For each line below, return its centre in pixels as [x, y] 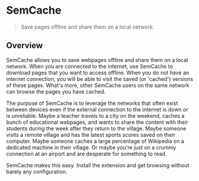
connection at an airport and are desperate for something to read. [87, 154]
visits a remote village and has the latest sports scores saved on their [91, 135]
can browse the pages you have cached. [56, 91]
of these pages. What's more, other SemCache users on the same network [98, 85]
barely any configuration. [37, 171]
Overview [25, 46]
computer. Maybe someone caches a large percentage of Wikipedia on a [95, 141]
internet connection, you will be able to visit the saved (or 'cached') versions [100, 79]
